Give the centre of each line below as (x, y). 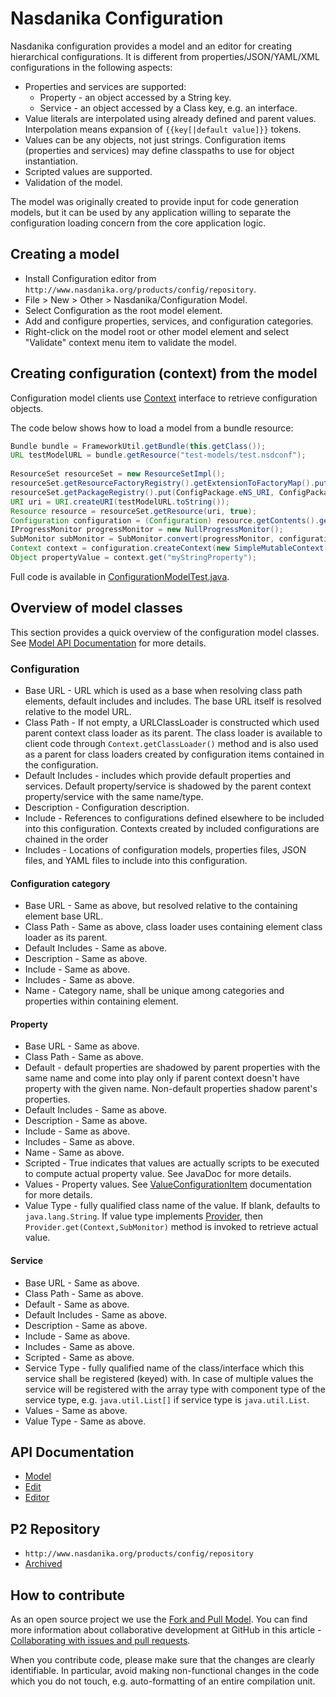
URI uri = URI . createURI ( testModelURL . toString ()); (120, 502)
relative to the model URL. (78, 712)
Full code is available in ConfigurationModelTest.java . (120, 576)
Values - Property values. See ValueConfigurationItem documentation (168, 1184)
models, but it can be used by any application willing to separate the (151, 212)
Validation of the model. (73, 182)
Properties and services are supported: (105, 86)
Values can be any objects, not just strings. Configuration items (155, 139)
